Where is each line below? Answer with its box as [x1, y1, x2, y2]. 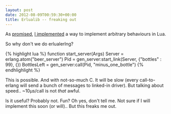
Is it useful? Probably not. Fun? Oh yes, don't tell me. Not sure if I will [5, 98, 151, 104]
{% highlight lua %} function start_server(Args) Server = [5, 51, 124, 57]
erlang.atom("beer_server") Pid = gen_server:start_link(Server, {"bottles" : [5, 56, 162, 62]
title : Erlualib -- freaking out [5, 17, 77, 22]
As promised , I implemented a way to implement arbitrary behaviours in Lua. [5, 31, 166, 37]
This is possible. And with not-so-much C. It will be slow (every [5, 77, 139, 83]
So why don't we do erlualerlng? [5, 41, 74, 47]
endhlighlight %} [5, 67, 40, 73]
